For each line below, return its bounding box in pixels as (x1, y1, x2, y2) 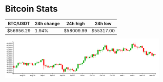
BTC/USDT (8, 21, 30, 27)
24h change (35, 21, 60, 27)
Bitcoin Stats (5, 3, 58, 14)
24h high (66, 21, 85, 27)
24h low (94, 21, 112, 27)
